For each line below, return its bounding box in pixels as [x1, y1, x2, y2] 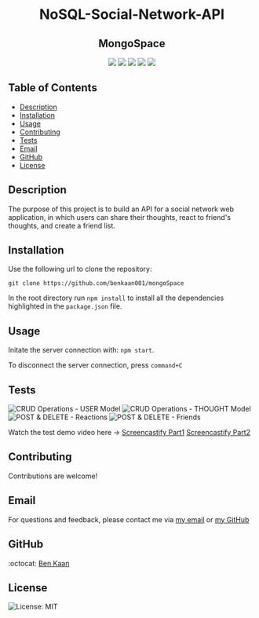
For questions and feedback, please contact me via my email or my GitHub [8, 514, 250, 524]
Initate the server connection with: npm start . [8, 346, 155, 355]
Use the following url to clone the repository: [8, 265, 152, 274]
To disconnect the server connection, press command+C [8, 360, 183, 370]
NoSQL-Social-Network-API [38, 5, 225, 24]
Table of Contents [8, 81, 98, 95]
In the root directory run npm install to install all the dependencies [8, 293, 224, 303]
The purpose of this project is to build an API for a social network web [8, 204, 234, 214]
